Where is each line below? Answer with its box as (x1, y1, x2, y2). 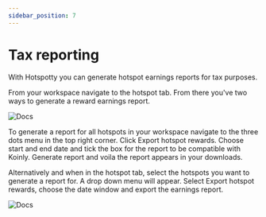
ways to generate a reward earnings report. (8, 96, 151, 106)
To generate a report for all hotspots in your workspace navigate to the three (8, 126, 259, 136)
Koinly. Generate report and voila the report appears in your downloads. (8, 152, 243, 161)
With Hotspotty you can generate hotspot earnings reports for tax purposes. (8, 72, 258, 82)
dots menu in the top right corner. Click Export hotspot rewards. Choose (8, 135, 245, 145)
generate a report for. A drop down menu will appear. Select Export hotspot (8, 176, 255, 185)
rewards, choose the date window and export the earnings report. (8, 184, 224, 194)
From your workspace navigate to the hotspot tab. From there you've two (8, 87, 248, 97)
